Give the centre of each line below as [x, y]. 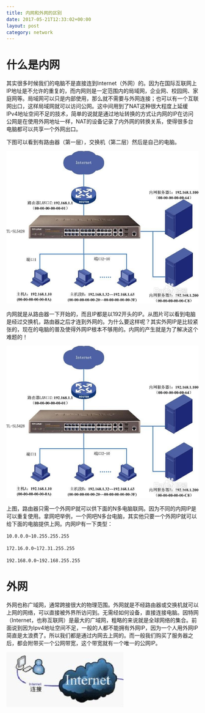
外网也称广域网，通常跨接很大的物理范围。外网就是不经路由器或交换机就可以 [103, 605]
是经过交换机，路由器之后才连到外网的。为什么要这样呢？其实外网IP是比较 [100, 322]
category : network [30, 32]
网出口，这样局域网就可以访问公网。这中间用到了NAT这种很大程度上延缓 [97, 106]
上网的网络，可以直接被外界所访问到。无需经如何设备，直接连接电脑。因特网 [103, 612]
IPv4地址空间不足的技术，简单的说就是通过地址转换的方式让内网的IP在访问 [100, 114]
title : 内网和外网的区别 [34, 13]
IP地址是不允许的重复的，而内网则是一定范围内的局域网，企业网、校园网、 [100, 91]
